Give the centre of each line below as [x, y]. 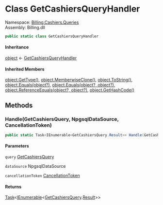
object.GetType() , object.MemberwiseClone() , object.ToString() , [69, 80]
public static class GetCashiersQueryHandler [52, 36]
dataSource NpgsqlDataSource [35, 166]
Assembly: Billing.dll [25, 27]
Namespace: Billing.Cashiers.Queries [42, 22]
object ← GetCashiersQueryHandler [41, 58]
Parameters [17, 146]
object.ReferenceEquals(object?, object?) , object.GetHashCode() [70, 90]
